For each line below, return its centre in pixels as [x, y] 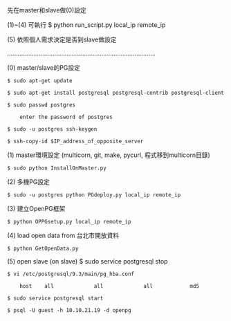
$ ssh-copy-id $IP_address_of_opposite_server [75, 141]
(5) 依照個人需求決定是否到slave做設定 [62, 39]
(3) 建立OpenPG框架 [36, 209]
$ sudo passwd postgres [41, 105]
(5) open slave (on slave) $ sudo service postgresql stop [87, 261]
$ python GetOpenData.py [43, 248]
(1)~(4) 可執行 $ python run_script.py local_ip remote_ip [86, 25]
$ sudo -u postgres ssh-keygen [52, 129]
